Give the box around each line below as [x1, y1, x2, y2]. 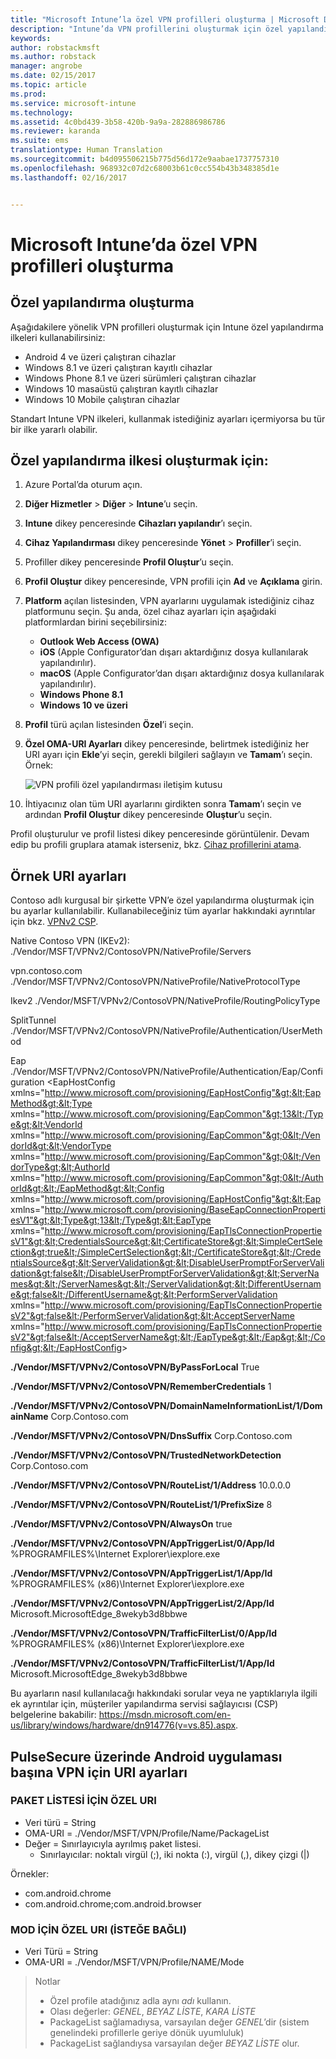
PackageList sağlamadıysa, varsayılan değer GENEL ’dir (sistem [49, 2016, 310, 2028]
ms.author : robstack [10, 52, 97, 62]
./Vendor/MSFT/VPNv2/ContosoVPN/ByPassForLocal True [10, 1361, 260, 1373]
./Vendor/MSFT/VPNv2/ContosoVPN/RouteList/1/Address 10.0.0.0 [10, 1479, 292, 1491]
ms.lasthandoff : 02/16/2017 [10, 172, 128, 183]
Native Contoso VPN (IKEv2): [10, 935, 130, 947]
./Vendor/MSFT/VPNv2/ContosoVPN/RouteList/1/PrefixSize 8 [10, 1499, 273, 1511]
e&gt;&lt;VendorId [10, 1119, 83, 1131]
